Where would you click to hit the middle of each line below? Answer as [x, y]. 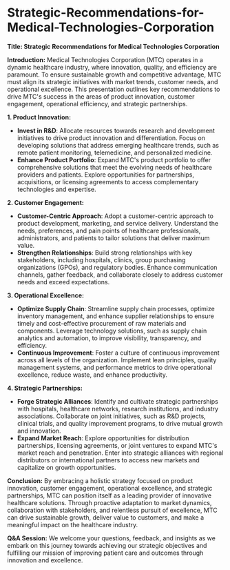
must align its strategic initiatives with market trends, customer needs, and [113, 81]
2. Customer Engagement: [46, 202]
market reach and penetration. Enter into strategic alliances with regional [120, 453]
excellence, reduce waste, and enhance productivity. [92, 375]
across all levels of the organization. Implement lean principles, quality [117, 360]
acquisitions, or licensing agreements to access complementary [108, 181]
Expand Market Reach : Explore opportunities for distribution [103, 438]
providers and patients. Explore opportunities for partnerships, [106, 175]
